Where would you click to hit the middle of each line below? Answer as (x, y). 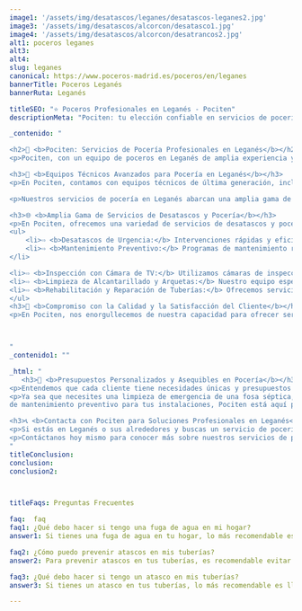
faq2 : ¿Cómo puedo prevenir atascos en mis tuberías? (112, 552)
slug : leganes (36, 68)
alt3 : (19, 51)
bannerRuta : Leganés (48, 93)
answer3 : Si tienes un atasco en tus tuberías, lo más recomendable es (146, 585)
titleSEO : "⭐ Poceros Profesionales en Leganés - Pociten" (123, 109)
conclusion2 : (34, 471)
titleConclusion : (42, 455)
